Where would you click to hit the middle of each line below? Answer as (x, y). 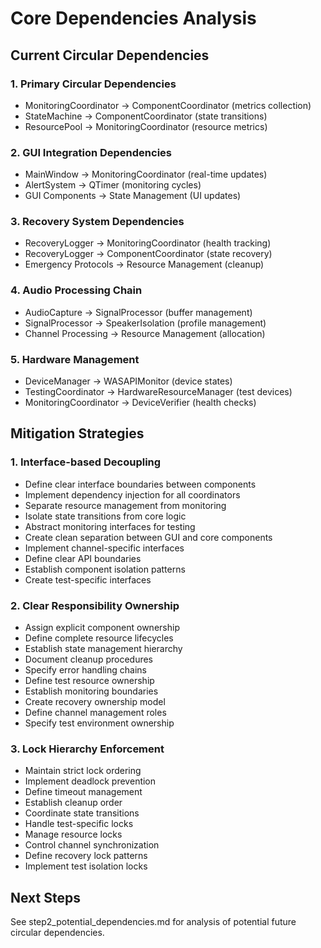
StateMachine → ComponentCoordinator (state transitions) (146, 116)
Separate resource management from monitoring (125, 505)
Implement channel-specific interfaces (104, 548)
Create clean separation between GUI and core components (148, 537)
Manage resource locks (73, 834)
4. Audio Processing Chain (76, 290)
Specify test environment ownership (99, 723)
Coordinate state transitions (82, 813)
